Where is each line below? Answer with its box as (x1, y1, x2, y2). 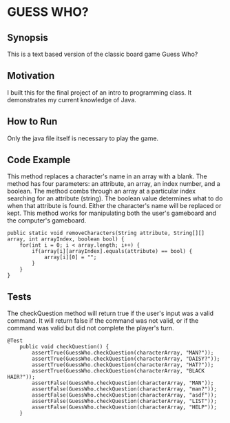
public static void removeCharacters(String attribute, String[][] (7, 229, 205, 237)
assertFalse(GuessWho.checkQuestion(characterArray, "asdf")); (32, 392, 217, 399)
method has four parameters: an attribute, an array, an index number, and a (7, 180, 220, 188)
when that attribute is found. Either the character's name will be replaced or (7, 202, 222, 210)
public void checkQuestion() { (19, 344, 109, 350)
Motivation (7, 70, 55, 82)
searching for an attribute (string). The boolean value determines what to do (7, 194, 223, 203)
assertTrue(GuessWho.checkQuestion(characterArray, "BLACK (32, 368, 205, 375)
